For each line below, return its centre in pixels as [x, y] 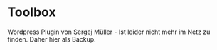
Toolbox [32, 12]
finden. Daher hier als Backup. [52, 39]
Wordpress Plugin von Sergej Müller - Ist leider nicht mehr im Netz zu [109, 32]
